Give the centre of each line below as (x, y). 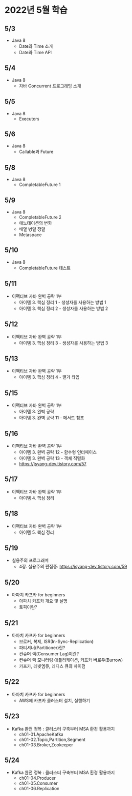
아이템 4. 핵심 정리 (37, 498)
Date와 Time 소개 (36, 46)
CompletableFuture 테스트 (45, 268)
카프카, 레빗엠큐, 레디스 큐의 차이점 (52, 666)
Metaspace (30, 235)
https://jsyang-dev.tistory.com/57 (53, 463)
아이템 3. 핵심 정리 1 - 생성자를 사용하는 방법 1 (63, 302)
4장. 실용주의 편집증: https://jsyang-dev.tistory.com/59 (73, 567)
